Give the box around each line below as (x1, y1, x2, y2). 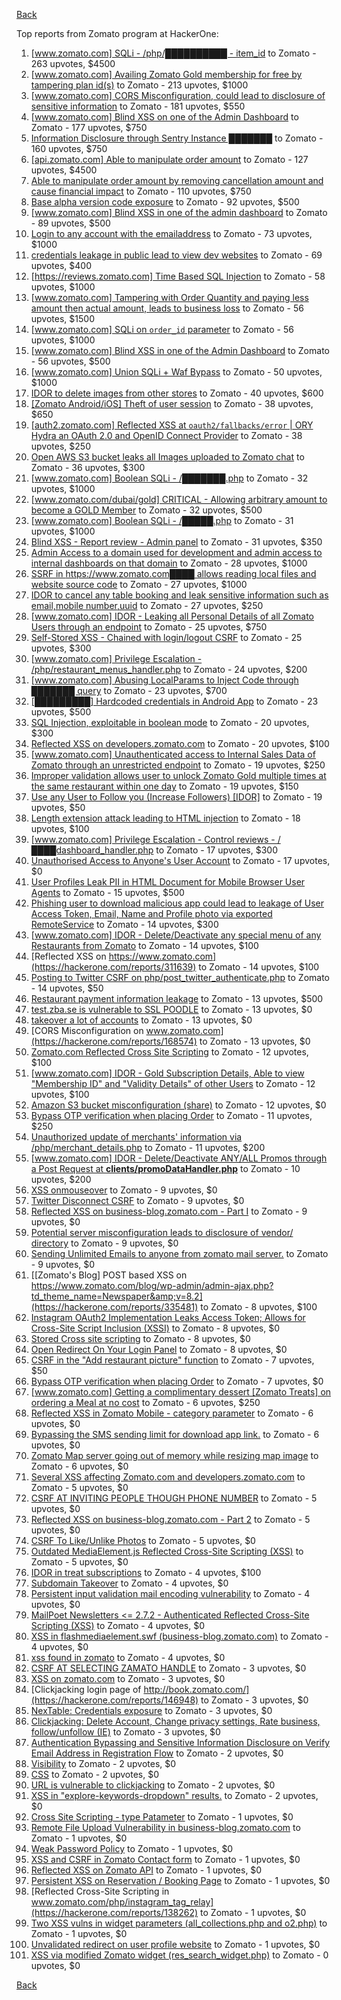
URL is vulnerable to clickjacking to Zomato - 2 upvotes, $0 (30, 1779, 276, 1791)
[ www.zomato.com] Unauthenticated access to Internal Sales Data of (30, 749, 316, 760)
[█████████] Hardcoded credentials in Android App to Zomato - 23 (30, 695, 319, 707)
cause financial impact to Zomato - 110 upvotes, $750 (30, 185, 252, 197)
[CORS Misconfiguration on (30, 1025, 144, 1036)
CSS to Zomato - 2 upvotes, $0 (30, 1769, 160, 1780)
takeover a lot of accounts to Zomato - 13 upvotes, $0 (30, 1014, 253, 1026)
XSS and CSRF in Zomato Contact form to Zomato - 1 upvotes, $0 (30, 1854, 301, 1865)
